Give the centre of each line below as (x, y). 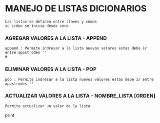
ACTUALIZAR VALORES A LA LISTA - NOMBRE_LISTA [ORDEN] (80, 96)
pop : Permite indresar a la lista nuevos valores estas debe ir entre (79, 79)
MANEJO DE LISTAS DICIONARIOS (76, 9)
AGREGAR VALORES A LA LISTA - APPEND (56, 38)
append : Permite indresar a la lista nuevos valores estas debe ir (76, 49)
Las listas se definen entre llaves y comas (51, 22)
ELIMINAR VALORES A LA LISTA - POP (51, 69)
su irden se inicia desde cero (37, 26)
